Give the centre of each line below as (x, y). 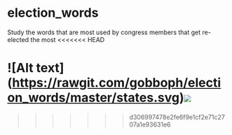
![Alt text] (36, 68)
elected (18, 39)
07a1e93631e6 (150, 125)
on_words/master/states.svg (94, 98)
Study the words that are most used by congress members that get (104, 32)
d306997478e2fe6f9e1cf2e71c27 (177, 117)
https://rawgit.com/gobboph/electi (117, 83)
